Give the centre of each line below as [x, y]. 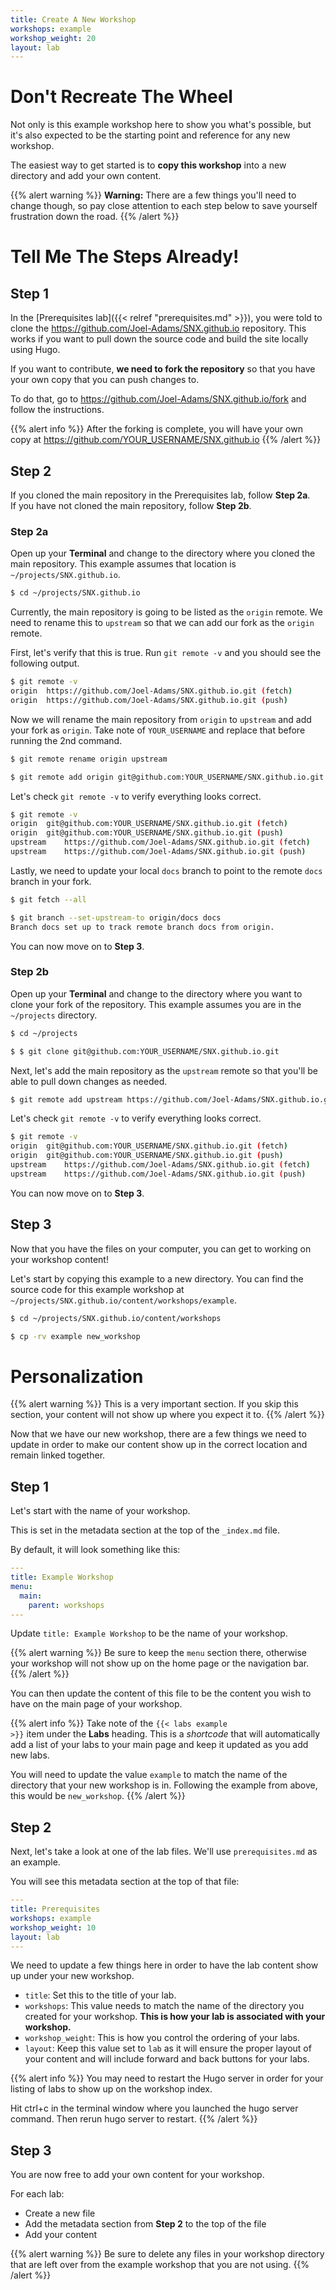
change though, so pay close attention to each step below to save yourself [164, 206]
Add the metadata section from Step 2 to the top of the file [145, 2224]
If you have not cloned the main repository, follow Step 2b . [131, 505]
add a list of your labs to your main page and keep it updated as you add [159, 1745]
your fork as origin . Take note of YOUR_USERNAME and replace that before [158, 730]
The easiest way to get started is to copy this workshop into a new [148, 165]
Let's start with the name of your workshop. [100, 1511]
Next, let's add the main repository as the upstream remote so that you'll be [164, 1070]
